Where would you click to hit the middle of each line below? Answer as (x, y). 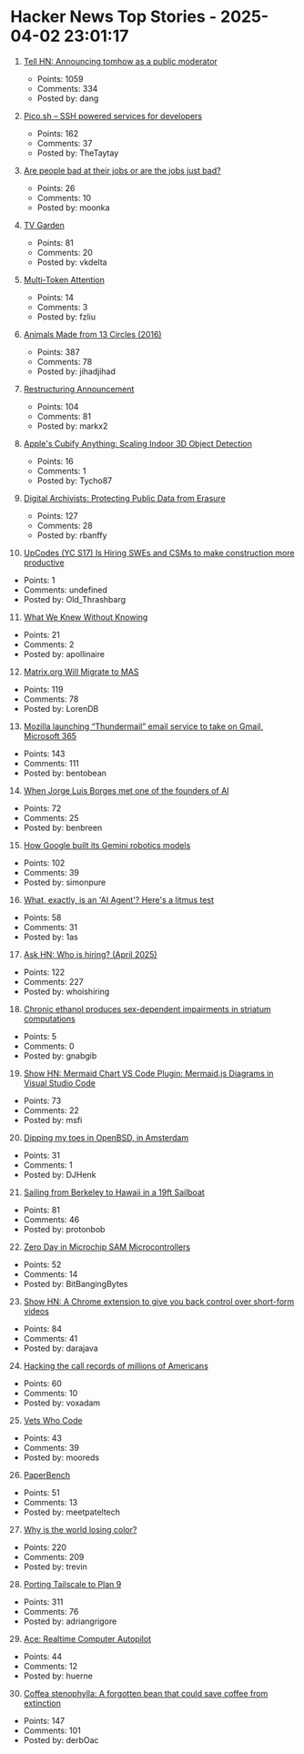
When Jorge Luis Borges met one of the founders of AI (127, 790)
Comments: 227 (54, 981)
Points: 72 (42, 808)
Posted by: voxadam (62, 1403)
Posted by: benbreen (63, 827)
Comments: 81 (64, 416)
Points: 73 (42, 1100)
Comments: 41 (51, 1338)
